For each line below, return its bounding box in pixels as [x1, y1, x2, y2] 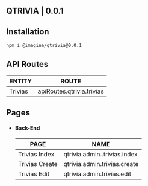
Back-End [14, 124, 40, 132]
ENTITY [9, 77, 32, 85]
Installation [6, 27, 49, 37]
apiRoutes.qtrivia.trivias [37, 87, 104, 95]
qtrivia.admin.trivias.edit [63, 170, 131, 178]
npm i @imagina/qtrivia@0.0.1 [6, 43, 82, 49]
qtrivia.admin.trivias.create [63, 159, 139, 168]
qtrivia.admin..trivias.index [63, 150, 138, 158]
